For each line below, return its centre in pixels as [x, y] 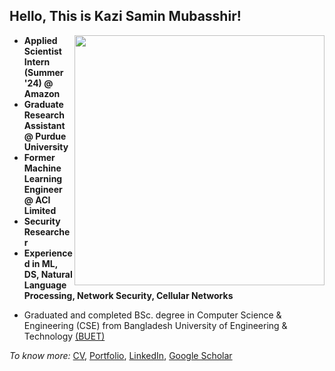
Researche [47, 231]
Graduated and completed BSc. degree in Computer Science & [152, 315]
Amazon [42, 93]
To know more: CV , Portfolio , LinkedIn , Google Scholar [121, 355]
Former [39, 157]
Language [45, 285]
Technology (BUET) [64, 336]
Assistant [44, 125]
